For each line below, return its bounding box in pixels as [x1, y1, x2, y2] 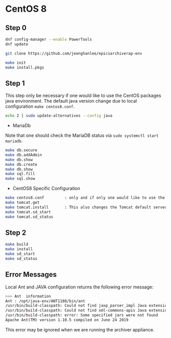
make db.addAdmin [5, 152, 42, 157]
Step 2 [5, 228, 26, 237]
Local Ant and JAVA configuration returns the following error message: [5, 284, 154, 290]
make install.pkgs [5, 65, 44, 70]
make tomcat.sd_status [5, 214, 53, 220]
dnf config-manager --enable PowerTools [5, 37, 93, 42]
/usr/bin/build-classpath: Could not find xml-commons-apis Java [5, 308, 147, 313]
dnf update [5, 41, 28, 46]
